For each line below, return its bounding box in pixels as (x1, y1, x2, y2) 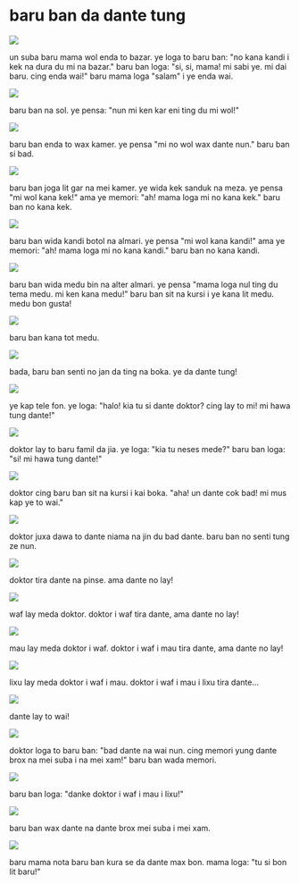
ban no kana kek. (9, 201, 73, 212)
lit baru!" (9, 866, 41, 877)
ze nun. (9, 540, 37, 551)
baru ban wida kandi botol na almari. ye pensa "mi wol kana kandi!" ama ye (9, 235, 286, 246)
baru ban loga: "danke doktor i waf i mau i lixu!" (9, 788, 185, 799)
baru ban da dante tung (9, 5, 186, 26)
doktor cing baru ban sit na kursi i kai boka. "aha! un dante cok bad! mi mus (9, 487, 287, 498)
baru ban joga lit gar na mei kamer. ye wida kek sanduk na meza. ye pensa (9, 182, 283, 193)
